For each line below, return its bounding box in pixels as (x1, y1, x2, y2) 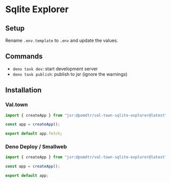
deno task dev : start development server (12, 65, 98, 72)
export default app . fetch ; (5, 131, 63, 136)
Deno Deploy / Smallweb (5, 143, 67, 150)
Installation (5, 86, 42, 95)
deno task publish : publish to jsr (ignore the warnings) (12, 71, 128, 77)
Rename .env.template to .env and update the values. (5, 37, 119, 43)
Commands (5, 52, 43, 61)
